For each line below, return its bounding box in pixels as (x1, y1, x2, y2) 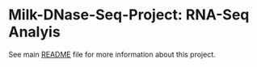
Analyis (8, 23, 61, 41)
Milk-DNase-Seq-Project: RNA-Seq (8, 6, 250, 24)
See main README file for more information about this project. (8, 49, 216, 59)
